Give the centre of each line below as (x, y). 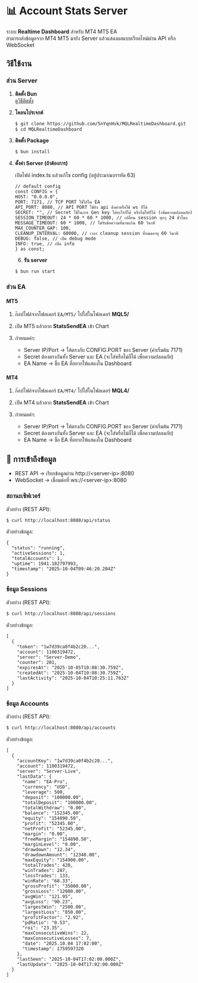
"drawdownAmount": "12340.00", (61, 855)
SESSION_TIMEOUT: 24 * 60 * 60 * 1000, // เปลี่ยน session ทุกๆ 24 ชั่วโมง (101, 218)
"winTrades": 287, (45, 870)
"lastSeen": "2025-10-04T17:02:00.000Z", (69, 959)
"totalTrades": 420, (47, 865)
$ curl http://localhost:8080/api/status (58, 520)
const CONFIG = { (36, 192)
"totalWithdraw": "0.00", (54, 808)
